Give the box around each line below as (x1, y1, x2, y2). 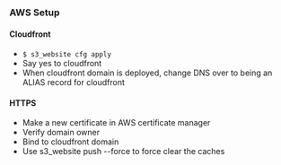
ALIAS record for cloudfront (22, 77, 126, 88)
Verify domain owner (22, 127, 101, 138)
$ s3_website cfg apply (22, 50, 112, 59)
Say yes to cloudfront (22, 58, 102, 69)
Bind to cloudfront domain (22, 136, 119, 147)
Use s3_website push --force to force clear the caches (22, 146, 225, 157)
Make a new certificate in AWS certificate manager (22, 117, 211, 128)
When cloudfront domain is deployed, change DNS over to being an (22, 67, 273, 78)
